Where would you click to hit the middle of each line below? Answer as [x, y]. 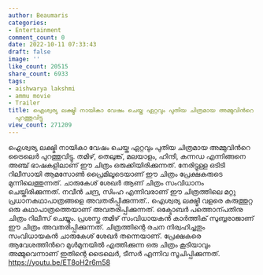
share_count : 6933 [38, 74]
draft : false [30, 52]
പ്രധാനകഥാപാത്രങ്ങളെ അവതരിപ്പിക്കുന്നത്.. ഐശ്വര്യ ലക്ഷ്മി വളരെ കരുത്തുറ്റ [131, 200]
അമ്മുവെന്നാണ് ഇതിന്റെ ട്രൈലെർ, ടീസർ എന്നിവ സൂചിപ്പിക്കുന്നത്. [114, 253]
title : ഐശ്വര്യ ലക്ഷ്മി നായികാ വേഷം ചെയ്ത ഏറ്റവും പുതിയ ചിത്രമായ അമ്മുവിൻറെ [131, 111]
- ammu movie [30, 96]
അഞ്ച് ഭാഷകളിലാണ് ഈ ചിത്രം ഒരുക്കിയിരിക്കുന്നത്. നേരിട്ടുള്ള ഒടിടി [117, 165]
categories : [28, 23]
